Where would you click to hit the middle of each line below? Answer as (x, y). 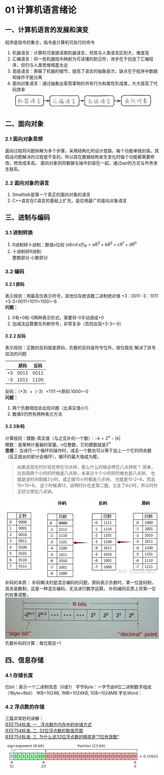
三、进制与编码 (28, 218)
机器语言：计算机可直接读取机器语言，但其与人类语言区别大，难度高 (81, 53)
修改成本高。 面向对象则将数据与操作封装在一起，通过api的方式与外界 (83, 163)
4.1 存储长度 (19, 675)
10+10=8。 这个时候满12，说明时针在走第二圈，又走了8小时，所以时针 (87, 485)
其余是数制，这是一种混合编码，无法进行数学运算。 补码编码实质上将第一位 (81, 588)
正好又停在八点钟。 (36, 492)
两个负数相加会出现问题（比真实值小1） (51, 408)
